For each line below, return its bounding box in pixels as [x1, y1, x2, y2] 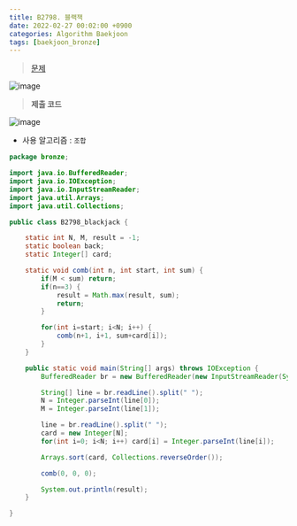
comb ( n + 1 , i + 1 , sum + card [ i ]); [56, 331, 168, 341]
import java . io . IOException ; [9, 177, 117, 186]
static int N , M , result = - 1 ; [25, 234, 141, 243]
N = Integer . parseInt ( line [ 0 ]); [41, 396, 161, 406]
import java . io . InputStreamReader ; [9, 185, 141, 194]
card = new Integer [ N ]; [41, 429, 128, 437]
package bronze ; [9, 152, 69, 162]
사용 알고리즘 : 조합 [21, 135, 87, 146]
